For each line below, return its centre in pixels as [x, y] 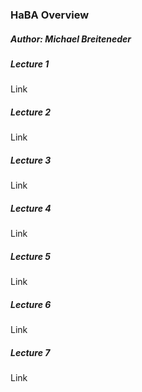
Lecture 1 [30, 64]
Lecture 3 [31, 160]
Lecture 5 [30, 256]
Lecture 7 [30, 352]
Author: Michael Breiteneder [71, 39]
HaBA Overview [50, 15]
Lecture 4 [31, 208]
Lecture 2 [31, 112]
